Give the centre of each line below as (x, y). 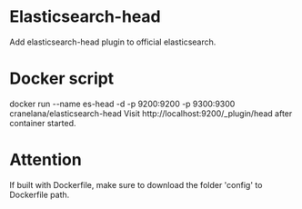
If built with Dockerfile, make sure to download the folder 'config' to (136, 184)
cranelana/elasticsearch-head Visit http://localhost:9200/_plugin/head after (151, 113)
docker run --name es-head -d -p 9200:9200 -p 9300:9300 (122, 104)
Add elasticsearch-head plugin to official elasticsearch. (113, 42)
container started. (43, 123)
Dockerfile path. (40, 194)
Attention (45, 160)
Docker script (62, 79)
